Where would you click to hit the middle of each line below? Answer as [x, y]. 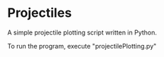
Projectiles [40, 13]
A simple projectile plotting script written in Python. [82, 32]
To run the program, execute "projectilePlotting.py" [82, 46]
